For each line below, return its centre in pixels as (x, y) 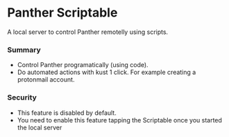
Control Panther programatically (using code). (83, 65)
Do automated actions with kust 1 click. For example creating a (107, 72)
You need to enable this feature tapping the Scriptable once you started (119, 120)
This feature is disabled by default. (67, 113)
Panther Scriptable (62, 13)
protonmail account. (46, 80)
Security (22, 98)
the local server (40, 127)
